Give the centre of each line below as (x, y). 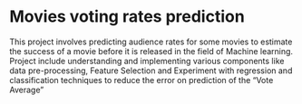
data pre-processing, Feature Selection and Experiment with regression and (151, 71)
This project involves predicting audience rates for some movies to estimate (151, 42)
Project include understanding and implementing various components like (147, 61)
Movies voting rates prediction (127, 17)
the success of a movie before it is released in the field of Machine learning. (151, 51)
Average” (27, 90)
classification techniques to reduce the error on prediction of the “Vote (141, 80)
